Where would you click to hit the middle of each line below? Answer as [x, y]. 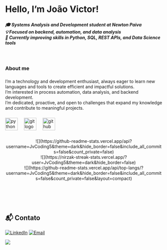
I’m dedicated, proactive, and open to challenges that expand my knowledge [84, 103]
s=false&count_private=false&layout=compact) [84, 178]
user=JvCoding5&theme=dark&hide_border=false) [84, 163]
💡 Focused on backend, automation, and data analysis [63, 32]
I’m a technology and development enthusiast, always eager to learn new [80, 82]
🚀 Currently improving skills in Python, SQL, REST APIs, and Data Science [83, 38]
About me [17, 69]
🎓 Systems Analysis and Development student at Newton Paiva [74, 25]
